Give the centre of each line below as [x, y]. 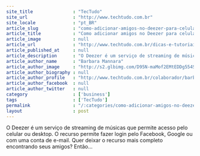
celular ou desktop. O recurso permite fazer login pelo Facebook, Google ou [99, 134]
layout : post [48, 111]
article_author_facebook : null [48, 84]
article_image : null [48, 39]
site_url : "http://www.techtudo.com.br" [79, 17]
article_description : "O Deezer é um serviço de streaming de [93, 56]
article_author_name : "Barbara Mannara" [65, 61]
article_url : [41, 45]
